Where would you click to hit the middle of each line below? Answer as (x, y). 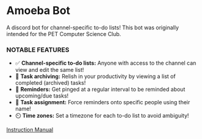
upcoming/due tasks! (42, 96)
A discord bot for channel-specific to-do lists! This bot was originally (92, 27)
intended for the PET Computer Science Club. (64, 34)
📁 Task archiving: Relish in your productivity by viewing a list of (95, 76)
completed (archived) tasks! (50, 83)
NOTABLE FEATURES (38, 49)
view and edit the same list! (49, 70)
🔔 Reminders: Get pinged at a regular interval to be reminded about (100, 90)
